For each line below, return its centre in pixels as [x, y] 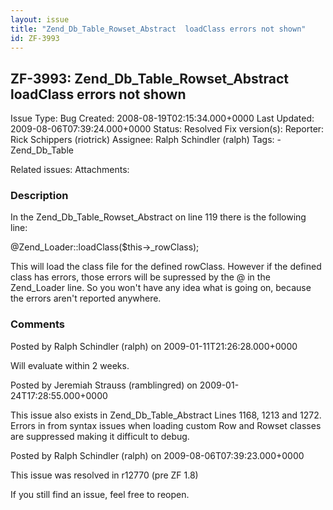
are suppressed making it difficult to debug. [100, 436]
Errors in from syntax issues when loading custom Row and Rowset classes [166, 425]
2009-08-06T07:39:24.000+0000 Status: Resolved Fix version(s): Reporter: [167, 129]
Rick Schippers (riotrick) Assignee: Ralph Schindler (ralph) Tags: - [146, 140]
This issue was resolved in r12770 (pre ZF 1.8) [104, 475]
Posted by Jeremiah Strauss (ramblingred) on [104, 385]
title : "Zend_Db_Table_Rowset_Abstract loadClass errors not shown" [158, 29]
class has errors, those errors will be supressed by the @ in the [140, 277]
